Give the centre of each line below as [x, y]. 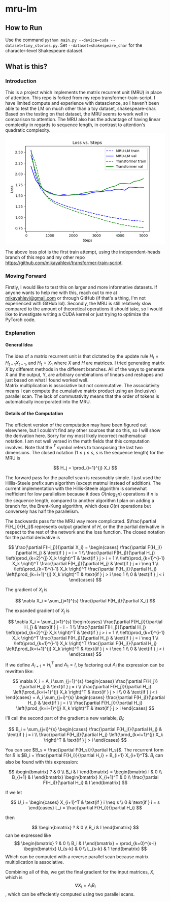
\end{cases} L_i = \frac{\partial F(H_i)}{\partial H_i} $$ [85, 807]
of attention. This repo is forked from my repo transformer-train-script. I [80, 98]
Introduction [21, 81]
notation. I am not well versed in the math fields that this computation [77, 441]
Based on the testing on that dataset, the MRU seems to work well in [77, 114]
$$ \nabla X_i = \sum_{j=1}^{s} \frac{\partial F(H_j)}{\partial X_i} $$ [85, 600]
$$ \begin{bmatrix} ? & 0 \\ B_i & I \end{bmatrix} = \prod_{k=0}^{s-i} [85, 843]
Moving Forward [26, 276]
